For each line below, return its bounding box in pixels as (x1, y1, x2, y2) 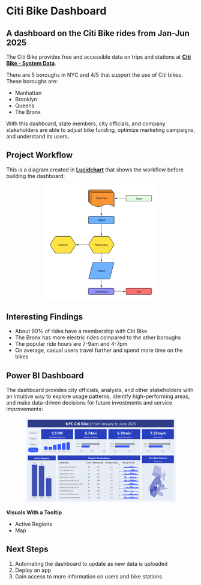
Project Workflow (6, 150, 73, 160)
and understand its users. (6, 133, 70, 140)
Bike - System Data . (6, 60, 56, 67)
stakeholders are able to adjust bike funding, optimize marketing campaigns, (6, 126, 196, 133)
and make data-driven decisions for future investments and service (6, 399, 173, 406)
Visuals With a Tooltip (6, 508, 62, 516)
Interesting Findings (6, 312, 83, 322)
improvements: (6, 406, 43, 413)
